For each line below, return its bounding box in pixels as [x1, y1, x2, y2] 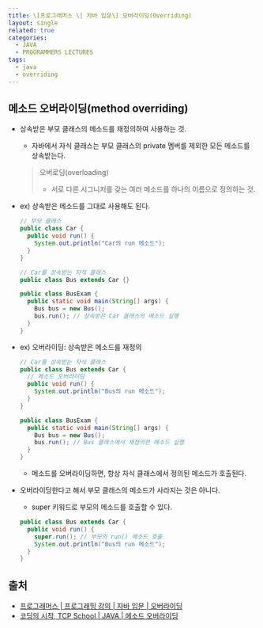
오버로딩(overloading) [39, 168, 109, 177]
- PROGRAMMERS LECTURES [15, 48, 93, 56]
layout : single [8, 19, 58, 27]
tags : [8, 56, 26, 64]
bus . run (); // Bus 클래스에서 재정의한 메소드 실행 [34, 439, 184, 447]
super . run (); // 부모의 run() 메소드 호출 [34, 532, 163, 541]
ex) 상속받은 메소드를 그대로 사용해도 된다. [19, 201, 151, 211]
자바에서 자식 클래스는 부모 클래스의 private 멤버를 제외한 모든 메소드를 [31, 141, 250, 150]
